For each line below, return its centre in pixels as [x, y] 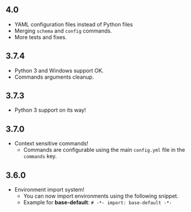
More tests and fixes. [40, 37]
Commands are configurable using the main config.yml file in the [104, 150]
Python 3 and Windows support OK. [59, 70]
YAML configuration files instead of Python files [74, 24]
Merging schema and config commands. [63, 31]
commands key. [40, 156]
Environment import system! [49, 190]
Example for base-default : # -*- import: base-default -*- [98, 202]
